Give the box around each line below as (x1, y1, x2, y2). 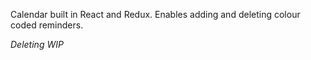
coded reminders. (10, 19, 84, 31)
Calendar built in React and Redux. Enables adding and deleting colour (10, 9, 301, 20)
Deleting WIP (10, 39, 64, 50)
